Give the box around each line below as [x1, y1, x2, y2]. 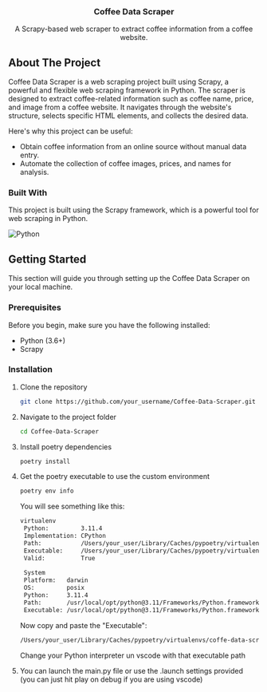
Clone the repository [19, 382, 88, 392]
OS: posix [23, 584, 85, 592]
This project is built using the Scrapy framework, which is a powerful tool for [8, 205, 259, 215]
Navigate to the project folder [19, 412, 117, 421]
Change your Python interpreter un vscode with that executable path [19, 650, 245, 660]
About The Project [8, 56, 101, 69]
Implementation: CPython [23, 532, 106, 540]
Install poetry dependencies [19, 441, 112, 452]
